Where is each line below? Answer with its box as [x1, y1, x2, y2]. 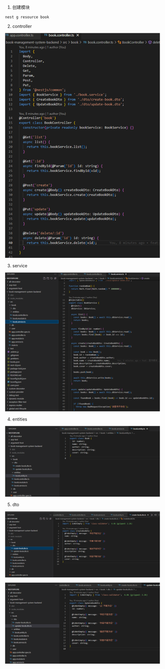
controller [12, 24, 32, 29]
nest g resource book [5, 15, 50, 20]
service [12, 263, 28, 269]
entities [12, 416, 27, 422]
